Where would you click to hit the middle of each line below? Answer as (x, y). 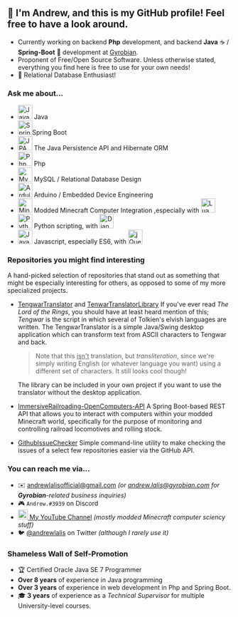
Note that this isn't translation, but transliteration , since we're (125, 356)
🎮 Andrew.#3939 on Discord (58, 503)
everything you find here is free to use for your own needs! (104, 67)
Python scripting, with (66, 226)
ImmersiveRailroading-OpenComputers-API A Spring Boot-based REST (121, 406)
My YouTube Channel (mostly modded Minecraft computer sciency (128, 517)
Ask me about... (36, 93)
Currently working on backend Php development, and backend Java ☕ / (123, 42)
